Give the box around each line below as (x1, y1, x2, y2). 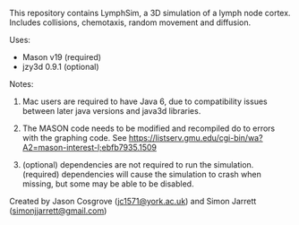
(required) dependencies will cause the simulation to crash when (21, 169, 261, 179)
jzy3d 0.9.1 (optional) (21, 62, 100, 72)
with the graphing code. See (21, 133, 127, 143)
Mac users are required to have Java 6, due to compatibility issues (21, 96, 268, 107)
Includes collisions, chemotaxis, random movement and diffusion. (9, 17, 252, 28)
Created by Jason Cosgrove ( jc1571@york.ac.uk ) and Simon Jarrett (9, 196, 257, 206)
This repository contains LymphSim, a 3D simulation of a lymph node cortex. (9, 8, 291, 18)
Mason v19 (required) (21, 52, 101, 62)
